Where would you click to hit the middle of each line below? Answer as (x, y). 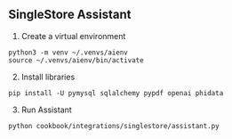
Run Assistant (46, 110)
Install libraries (48, 77)
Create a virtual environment (73, 36)
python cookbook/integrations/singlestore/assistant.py (114, 126)
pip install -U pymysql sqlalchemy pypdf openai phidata (116, 93)
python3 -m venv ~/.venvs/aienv (68, 53)
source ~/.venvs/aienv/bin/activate (76, 60)
